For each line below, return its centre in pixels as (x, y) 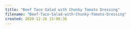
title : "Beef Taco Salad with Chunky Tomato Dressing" (63, 10)
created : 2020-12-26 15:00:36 (36, 19)
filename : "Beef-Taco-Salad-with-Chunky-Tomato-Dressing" (66, 14)
